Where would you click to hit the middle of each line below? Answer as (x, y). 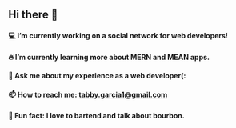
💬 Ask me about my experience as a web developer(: (97, 76)
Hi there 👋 (33, 15)
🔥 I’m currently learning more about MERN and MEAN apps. (109, 57)
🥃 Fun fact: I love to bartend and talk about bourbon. (97, 116)
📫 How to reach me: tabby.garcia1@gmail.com (88, 94)
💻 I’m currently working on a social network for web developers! (118, 35)
